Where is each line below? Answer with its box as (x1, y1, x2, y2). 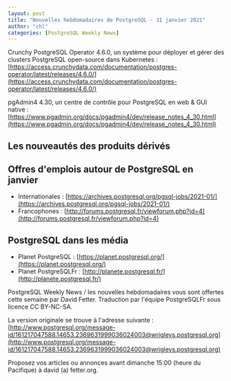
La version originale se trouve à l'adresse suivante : (8, 316, 154, 325)
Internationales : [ (17, 192, 68, 200)
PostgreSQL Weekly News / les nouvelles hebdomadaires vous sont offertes (8, 288, 224, 296)
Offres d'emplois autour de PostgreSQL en (8, 163, 194, 176)
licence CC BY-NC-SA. (8, 302, 73, 311)
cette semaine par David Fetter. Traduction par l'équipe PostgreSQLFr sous (8, 296, 221, 304)
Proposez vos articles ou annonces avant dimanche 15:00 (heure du (8, 359, 201, 367)
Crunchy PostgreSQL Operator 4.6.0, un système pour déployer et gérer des (8, 48, 225, 56)
